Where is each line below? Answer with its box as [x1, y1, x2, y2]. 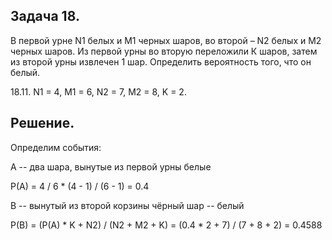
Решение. [10, 115, 75, 132]
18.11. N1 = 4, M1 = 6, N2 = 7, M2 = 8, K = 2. [10, 85, 187, 98]
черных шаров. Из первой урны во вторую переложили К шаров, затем [10, 45, 318, 57]
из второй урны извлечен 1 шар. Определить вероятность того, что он [10, 55, 312, 68]
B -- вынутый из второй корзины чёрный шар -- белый [10, 199, 245, 211]
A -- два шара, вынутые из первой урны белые [10, 160, 212, 173]
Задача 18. [10, 8, 80, 25]
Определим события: [10, 141, 102, 153]
